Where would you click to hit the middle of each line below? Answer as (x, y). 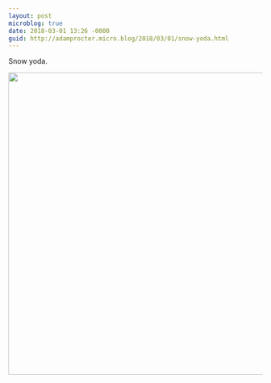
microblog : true (35, 23)
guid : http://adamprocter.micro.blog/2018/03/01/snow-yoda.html (119, 38)
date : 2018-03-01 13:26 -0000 (59, 31)
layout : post (30, 16)
